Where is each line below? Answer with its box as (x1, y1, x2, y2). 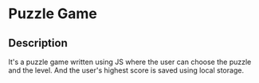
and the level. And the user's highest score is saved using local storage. (8, 66, 245, 75)
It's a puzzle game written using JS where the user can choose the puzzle (8, 57, 252, 66)
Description (8, 36, 68, 50)
